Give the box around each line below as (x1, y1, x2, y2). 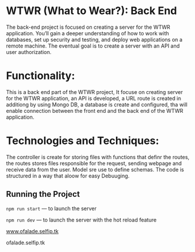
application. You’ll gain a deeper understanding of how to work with (6, 29, 169, 36)
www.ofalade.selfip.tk (6, 227, 59, 234)
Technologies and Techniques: (6, 134, 159, 147)
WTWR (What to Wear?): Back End (6, 4, 177, 18)
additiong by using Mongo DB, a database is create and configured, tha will (6, 101, 188, 108)
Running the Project (6, 189, 80, 199)
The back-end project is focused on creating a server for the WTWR (6, 23, 171, 31)
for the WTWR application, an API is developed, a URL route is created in (6, 95, 182, 102)
